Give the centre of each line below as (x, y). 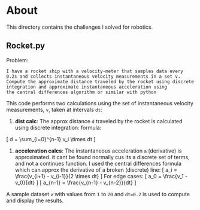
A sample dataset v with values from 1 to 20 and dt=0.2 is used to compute (98, 194)
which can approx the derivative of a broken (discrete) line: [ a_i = (96, 170)
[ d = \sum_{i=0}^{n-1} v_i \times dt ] (51, 139)
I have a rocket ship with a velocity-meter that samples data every (95, 71)
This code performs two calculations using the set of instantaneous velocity (100, 103)
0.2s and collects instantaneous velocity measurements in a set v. (93, 76)
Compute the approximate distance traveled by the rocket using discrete (100, 81)
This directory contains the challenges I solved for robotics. (80, 27)
